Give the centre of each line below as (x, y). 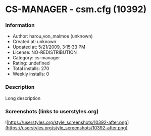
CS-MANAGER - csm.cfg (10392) (76, 9)
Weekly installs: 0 (31, 74)
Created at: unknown (34, 42)
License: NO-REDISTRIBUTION (45, 52)
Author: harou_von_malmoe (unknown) (53, 36)
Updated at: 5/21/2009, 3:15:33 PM (49, 47)
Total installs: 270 (31, 69)
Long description (23, 98)
